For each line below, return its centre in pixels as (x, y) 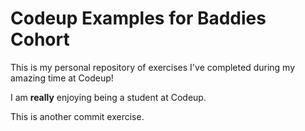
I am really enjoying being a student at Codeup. (108, 97)
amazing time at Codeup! (62, 78)
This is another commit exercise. (77, 116)
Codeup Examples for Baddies (138, 18)
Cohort (40, 39)
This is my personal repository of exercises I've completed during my (153, 67)
